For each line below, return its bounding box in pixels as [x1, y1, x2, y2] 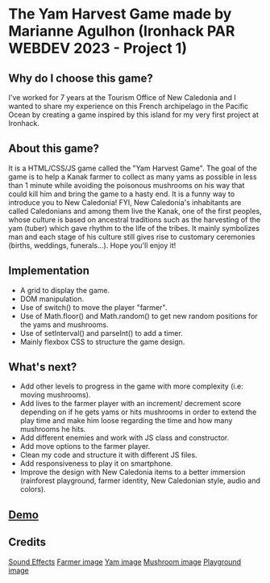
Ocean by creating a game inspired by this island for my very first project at [8, 110, 260, 120]
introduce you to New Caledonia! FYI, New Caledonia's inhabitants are [8, 197, 242, 207]
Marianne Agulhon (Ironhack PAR [8, 22, 235, 40]
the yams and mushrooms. [19, 320, 109, 329]
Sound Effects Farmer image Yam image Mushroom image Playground [8, 556, 242, 566]
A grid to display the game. [19, 285, 110, 295]
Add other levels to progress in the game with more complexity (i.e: [19, 381, 243, 392]
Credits [8, 535, 47, 549]
